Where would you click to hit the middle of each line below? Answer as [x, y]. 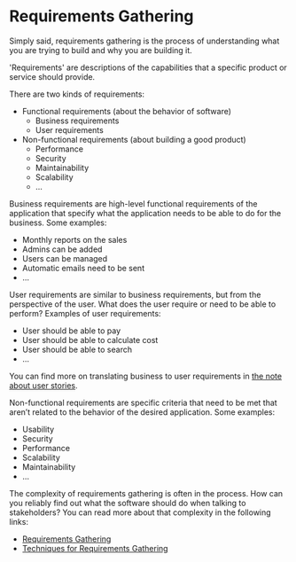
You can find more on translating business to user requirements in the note [145, 376]
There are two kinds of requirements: [77, 94]
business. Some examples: [58, 222]
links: [19, 521]
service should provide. [52, 76]
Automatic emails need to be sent [83, 268]
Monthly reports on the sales [74, 239]
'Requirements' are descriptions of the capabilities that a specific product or [148, 67]
